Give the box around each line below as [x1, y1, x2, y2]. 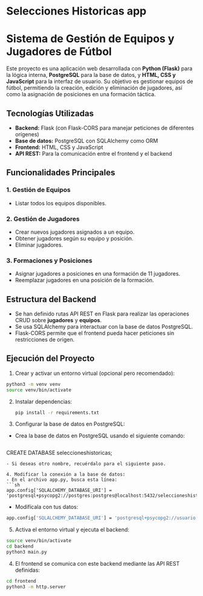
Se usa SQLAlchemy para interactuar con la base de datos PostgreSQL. [14, 323, 193, 331]
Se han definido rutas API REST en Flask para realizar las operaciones [14, 310, 189, 317]
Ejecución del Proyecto [6, 353, 95, 364]
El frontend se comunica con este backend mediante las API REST [14, 560, 180, 567]
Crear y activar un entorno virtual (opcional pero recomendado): [14, 369, 175, 377]
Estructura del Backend [6, 294, 97, 304]
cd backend [6, 543, 34, 549]
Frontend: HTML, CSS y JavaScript [14, 144, 104, 151]
